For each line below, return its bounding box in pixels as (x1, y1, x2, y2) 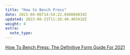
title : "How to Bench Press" (5, 7, 67, 12)
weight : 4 (5, 21, 26, 26)
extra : (5, 26, 19, 31)
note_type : (10, 30, 33, 35)
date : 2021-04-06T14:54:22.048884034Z (5, 12, 87, 17)
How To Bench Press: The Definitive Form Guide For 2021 (5, 44, 125, 50)
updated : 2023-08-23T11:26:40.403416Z (5, 16, 87, 21)
